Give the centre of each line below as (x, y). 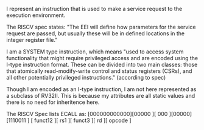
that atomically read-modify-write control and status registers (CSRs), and (99, 71)
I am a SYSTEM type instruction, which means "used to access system (95, 52)
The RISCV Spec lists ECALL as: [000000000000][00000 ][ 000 (87, 114)
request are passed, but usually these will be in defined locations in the (95, 33)
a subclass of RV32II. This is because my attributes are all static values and (101, 96)
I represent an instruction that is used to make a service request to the (94, 9)
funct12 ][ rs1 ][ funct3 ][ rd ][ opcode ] (83, 120)
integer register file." (32, 40)
